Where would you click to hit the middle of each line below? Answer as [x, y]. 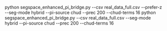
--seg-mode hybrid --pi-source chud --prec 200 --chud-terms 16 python [80, 12]
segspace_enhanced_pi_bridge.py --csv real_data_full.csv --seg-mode [78, 18]
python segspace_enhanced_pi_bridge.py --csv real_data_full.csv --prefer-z [83, 7]
